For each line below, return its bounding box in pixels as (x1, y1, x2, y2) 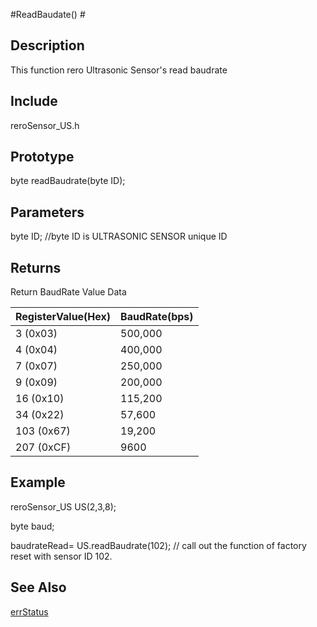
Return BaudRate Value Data (10, 286, 127, 298)
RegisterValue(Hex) (15, 310, 112, 324)
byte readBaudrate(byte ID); (10, 175, 126, 187)
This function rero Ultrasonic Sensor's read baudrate (10, 64, 228, 76)
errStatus (10, 605, 49, 618)
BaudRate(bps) (120, 310, 194, 324)
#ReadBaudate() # (10, 9, 86, 20)
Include (10, 93, 58, 110)
